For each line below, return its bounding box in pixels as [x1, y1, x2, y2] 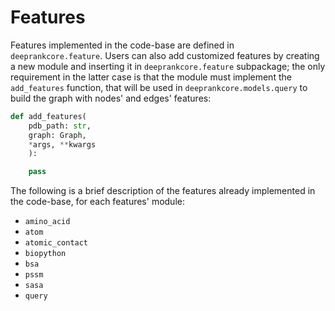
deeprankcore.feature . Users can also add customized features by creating [10, 49, 320, 61]
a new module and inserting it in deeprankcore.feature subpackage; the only [10, 60, 326, 72]
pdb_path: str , [28, 121, 92, 131]
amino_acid [24, 217, 71, 227]
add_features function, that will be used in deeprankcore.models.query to [10, 81, 308, 93]
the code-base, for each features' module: [10, 196, 185, 208]
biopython [24, 249, 67, 259]
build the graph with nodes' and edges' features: [10, 92, 212, 104]
